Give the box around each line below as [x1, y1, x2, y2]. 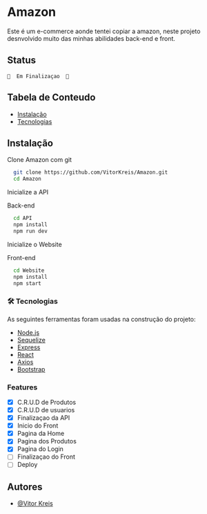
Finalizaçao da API [17, 414, 70, 422]
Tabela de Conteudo [7, 91, 96, 104]
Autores [7, 481, 43, 493]
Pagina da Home [17, 430, 65, 438]
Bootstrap [17, 365, 46, 374]
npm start [13, 279, 41, 287]
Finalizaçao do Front [17, 452, 76, 461]
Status [7, 55, 37, 66]
